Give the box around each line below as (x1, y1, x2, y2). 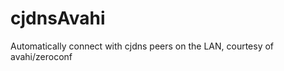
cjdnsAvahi (10, 7, 106, 30)
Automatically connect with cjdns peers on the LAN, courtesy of (10, 40, 275, 52)
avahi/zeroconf (10, 50, 73, 62)
